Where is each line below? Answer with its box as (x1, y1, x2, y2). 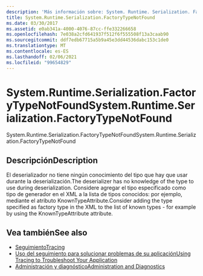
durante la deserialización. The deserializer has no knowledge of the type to (6, 178, 195, 185)
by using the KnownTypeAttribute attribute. (6, 210, 113, 217)
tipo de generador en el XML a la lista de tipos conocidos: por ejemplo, (6, 191, 182, 198)
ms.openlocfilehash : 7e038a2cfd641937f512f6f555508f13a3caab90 (6, 31, 169, 38)
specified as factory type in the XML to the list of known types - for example (6, 203, 196, 211)
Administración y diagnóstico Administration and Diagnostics (14, 263, 165, 270)
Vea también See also (6, 228, 88, 238)
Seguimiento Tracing (14, 243, 65, 251)
